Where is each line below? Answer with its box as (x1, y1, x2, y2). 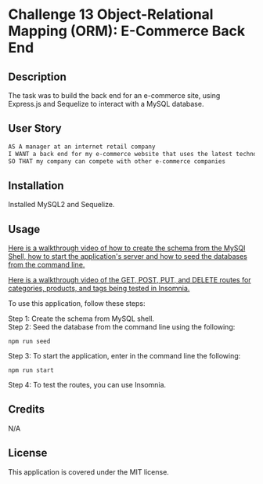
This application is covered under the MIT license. (8, 467, 170, 476)
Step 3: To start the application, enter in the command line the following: (8, 351, 241, 361)
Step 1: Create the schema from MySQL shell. (8, 314, 155, 323)
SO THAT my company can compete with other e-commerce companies (8, 157, 225, 166)
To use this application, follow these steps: (8, 299, 146, 308)
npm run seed (8, 337, 51, 346)
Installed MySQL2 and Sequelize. (8, 200, 115, 209)
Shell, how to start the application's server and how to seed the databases (8, 252, 248, 261)
